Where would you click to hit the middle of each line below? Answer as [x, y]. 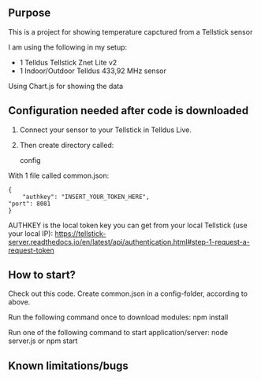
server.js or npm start [43, 341]
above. [19, 302]
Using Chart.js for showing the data [66, 86]
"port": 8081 [30, 204]
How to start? [42, 275]
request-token [31, 250]
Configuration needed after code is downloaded [129, 111]
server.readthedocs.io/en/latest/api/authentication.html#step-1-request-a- [129, 242]
